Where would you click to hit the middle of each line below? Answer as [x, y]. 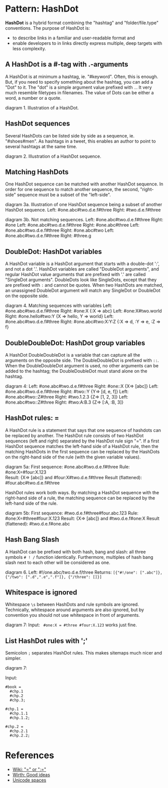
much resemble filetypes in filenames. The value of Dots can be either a [79, 92]
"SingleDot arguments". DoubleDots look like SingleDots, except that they [81, 280]
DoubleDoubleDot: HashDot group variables [75, 343]
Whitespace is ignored [41, 593]
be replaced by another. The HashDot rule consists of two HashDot [74, 435]
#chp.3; [18, 700]
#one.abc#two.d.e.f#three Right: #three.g [48, 236]
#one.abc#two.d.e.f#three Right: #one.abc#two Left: [60, 230]
